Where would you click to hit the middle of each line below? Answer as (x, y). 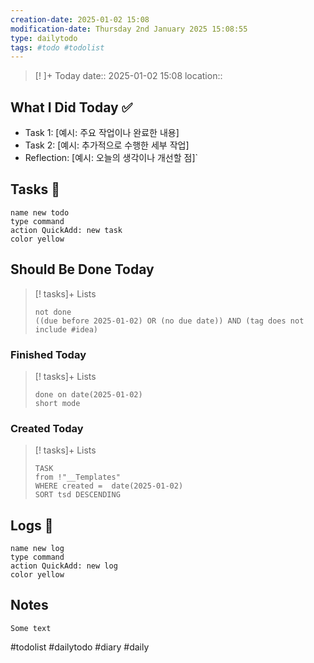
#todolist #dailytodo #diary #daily (80, 647)
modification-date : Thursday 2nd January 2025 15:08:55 (129, 29)
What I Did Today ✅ (71, 107)
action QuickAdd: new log (64, 566)
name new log (37, 549)
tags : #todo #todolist (57, 47)
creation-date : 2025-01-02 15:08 (80, 19)
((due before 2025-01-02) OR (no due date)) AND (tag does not (169, 321)
